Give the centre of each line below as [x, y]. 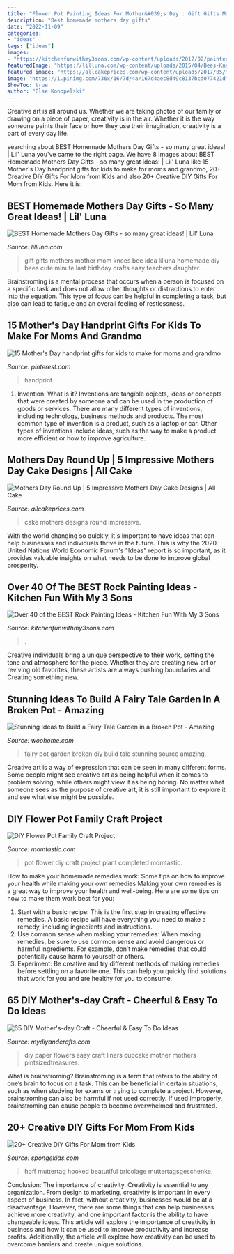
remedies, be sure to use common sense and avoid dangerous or [111, 942]
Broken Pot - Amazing [56, 710]
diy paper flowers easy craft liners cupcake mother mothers [110, 1055]
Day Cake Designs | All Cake [70, 471]
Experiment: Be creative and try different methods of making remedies [118, 963]
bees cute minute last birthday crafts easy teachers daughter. [112, 268]
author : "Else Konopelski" [46, 91]
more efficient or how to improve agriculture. [81, 438]
